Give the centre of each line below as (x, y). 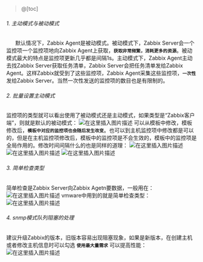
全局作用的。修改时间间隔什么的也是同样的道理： (67, 145)
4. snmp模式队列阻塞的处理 (40, 218)
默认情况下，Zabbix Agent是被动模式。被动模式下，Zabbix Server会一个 (105, 43)
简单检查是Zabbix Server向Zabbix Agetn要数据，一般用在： (80, 188)
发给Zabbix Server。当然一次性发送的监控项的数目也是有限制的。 (87, 81)
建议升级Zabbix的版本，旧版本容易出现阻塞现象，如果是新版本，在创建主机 (99, 237)
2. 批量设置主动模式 (31, 95)
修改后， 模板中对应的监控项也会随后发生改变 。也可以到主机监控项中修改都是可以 (100, 130)
